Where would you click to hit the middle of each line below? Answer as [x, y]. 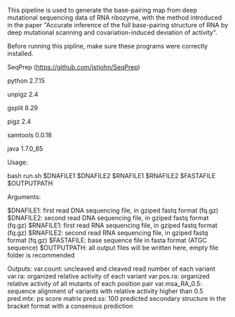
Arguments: [24, 197]
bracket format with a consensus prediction [70, 306]
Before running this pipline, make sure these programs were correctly [108, 46]
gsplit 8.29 [23, 108]
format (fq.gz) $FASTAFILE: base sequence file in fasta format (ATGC [107, 240]
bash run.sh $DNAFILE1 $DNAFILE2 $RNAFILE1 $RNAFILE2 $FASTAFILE [112, 176]
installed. [20, 53]
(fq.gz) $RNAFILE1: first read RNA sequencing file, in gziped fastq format [112, 225]
